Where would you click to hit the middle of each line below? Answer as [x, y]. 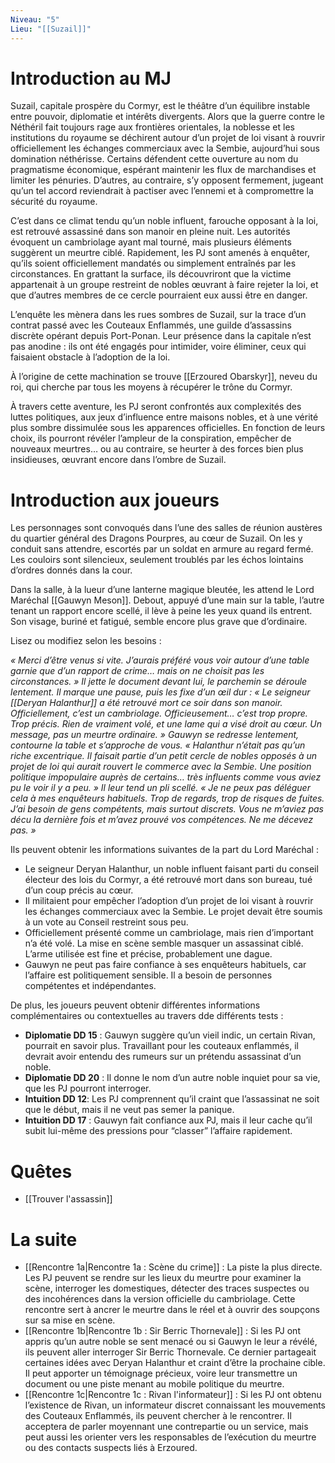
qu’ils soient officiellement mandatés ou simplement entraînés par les [153, 263]
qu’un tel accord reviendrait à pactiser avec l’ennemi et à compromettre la [162, 191]
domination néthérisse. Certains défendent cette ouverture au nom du [154, 159]
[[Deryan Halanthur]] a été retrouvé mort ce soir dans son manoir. [146, 703]
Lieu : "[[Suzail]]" [51, 29]
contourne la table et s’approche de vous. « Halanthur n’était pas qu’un [158, 745]
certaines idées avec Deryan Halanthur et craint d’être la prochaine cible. [175, 1363]
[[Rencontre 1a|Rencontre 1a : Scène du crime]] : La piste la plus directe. [173, 1267]
